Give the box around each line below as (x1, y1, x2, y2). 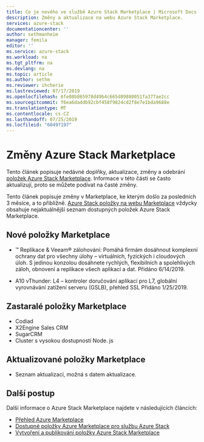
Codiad (15, 317, 33, 325)
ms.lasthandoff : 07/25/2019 (6, 116, 78, 122)
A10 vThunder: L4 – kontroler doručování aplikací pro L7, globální (15, 277, 177, 285)
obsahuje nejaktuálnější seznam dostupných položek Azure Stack (6, 206, 171, 213)
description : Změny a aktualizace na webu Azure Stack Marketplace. (6, 15, 183, 21)
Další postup (6, 388, 55, 398)
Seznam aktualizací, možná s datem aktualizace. (15, 370, 137, 378)
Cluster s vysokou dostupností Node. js (15, 337, 114, 344)
